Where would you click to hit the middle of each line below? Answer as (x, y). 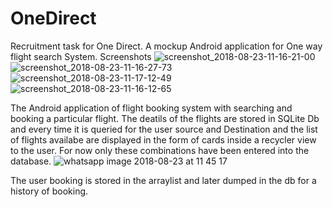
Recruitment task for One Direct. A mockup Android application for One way (166, 46)
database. (31, 161)
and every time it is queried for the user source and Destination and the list (164, 129)
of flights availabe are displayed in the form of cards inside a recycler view (163, 139)
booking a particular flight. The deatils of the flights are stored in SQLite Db (165, 118)
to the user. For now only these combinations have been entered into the (160, 150)
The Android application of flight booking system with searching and (151, 108)
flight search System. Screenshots (81, 56)
